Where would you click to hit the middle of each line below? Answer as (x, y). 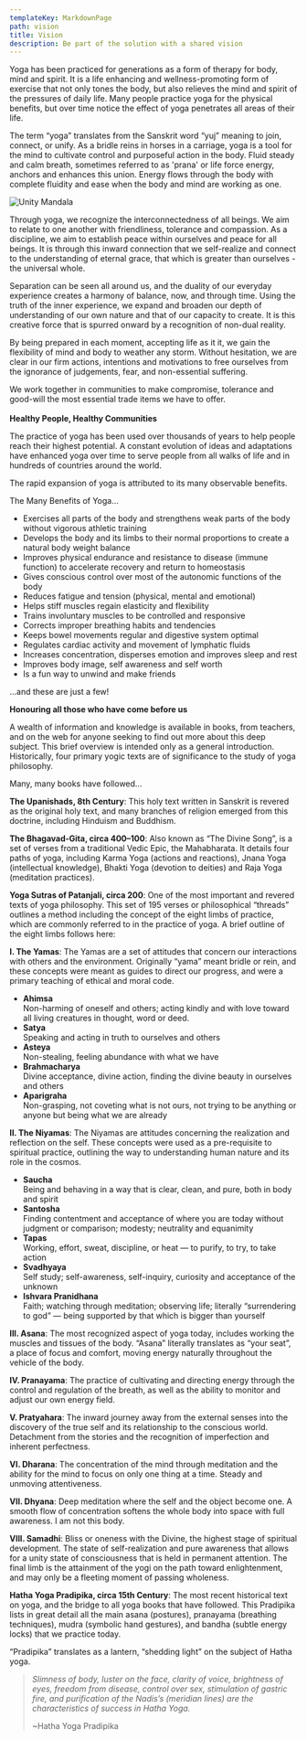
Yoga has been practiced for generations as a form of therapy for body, (144, 69)
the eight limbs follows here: (63, 934)
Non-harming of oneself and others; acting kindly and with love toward (156, 1009)
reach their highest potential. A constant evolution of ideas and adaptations (151, 446)
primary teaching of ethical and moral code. (92, 981)
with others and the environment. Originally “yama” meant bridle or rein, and (153, 962)
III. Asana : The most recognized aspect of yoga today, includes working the (152, 1334)
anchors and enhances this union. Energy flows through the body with (142, 175)
